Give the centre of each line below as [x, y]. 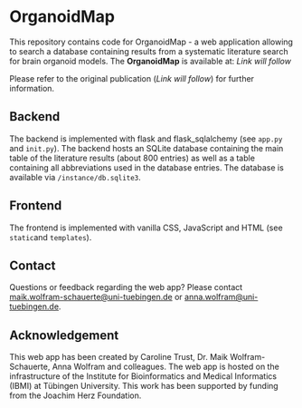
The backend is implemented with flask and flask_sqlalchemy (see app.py [146, 139]
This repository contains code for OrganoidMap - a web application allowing [151, 42]
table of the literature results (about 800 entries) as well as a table [132, 158]
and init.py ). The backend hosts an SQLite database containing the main [146, 148]
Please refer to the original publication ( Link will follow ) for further [132, 78]
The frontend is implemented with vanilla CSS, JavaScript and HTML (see [146, 228]
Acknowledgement [64, 335]
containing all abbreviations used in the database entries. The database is [147, 167]
